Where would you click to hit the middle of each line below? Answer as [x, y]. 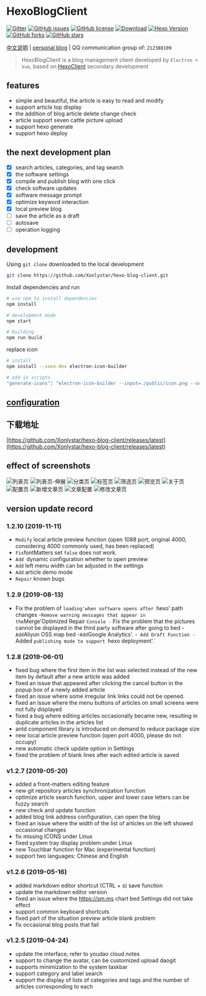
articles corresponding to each [54, 986]
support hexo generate [44, 127]
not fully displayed [39, 709]
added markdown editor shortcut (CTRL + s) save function [89, 885]
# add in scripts [29, 377]
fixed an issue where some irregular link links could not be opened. [100, 696]
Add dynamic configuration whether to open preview [82, 559]
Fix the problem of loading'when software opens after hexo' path [99, 608]
